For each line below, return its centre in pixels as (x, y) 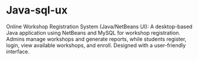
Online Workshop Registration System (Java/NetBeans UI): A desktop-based (99, 26)
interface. (18, 51)
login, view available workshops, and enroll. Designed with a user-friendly (96, 45)
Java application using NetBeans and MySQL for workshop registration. (93, 32)
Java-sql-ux (37, 10)
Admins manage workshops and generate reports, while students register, (96, 39)
